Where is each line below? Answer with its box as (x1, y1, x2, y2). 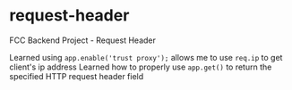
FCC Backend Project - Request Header (9, 35, 157, 45)
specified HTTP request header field (9, 70, 144, 81)
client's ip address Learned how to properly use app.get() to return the (9, 61, 272, 72)
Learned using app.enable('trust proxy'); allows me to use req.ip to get (9, 52, 283, 62)
